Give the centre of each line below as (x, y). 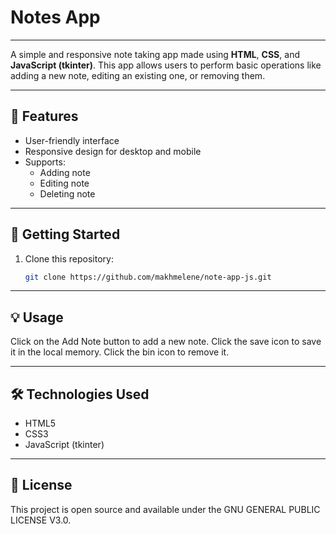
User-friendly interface (72, 140)
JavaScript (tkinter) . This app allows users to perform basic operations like (166, 65)
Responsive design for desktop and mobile (113, 151)
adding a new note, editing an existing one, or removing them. (138, 75)
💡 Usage (37, 317)
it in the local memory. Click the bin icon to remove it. (120, 352)
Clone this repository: (69, 258)
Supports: (45, 162)
